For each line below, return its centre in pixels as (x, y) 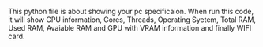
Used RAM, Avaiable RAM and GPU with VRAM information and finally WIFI (130, 28)
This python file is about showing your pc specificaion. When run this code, (131, 11)
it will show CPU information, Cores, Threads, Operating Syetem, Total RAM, (132, 20)
